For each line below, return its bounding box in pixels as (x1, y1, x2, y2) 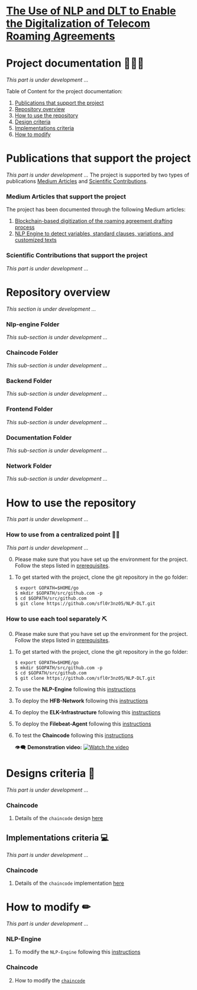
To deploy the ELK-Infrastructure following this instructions (14, 708, 161, 715)
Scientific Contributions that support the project (6, 251, 148, 260)
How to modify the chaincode (14, 976, 86, 984)
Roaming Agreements (6, 30, 115, 43)
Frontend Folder (6, 405, 53, 414)
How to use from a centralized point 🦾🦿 (6, 531, 120, 539)
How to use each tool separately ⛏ (6, 614, 108, 623)
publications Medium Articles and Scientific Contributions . (6, 178, 148, 185)
